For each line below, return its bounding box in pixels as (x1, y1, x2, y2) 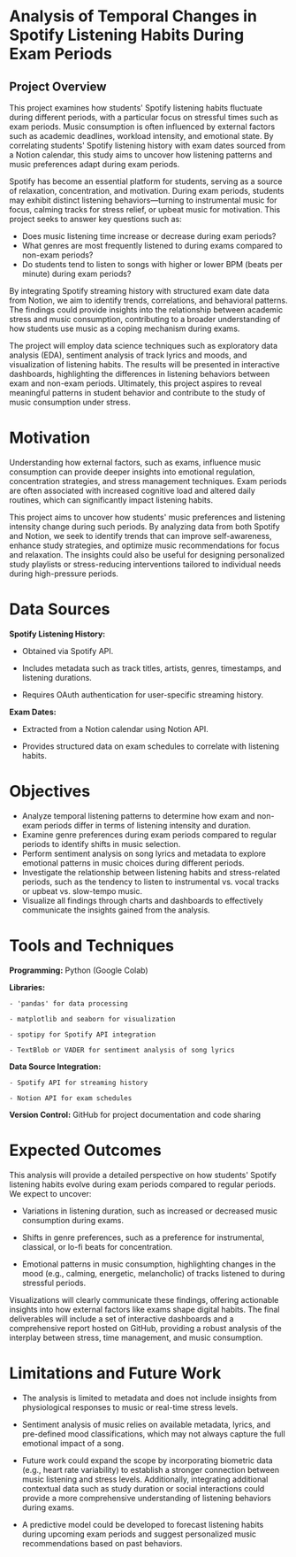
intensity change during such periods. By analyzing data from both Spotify (9, 520, 280, 532)
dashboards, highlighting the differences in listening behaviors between (9, 369, 270, 379)
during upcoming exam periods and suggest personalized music (21, 1529, 257, 1539)
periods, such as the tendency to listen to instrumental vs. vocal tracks (21, 876, 280, 887)
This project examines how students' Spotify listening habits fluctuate (9, 103, 263, 112)
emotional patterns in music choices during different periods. (21, 857, 245, 868)
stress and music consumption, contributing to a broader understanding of (9, 314, 281, 324)
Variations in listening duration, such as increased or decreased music (21, 1206, 278, 1216)
